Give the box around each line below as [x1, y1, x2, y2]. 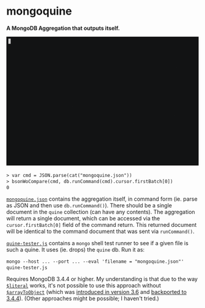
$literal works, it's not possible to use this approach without [6, 282, 161, 289]
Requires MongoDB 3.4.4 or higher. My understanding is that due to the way [6, 276, 198, 283]
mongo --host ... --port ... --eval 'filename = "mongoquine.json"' [6, 259, 184, 265]
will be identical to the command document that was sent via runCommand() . [6, 227, 195, 235]
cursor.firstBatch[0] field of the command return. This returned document [6, 221, 197, 229]
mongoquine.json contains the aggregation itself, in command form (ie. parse [6, 195, 198, 202]
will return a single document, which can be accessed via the [6, 215, 160, 222]
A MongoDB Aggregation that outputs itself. [6, 24, 120, 32]
